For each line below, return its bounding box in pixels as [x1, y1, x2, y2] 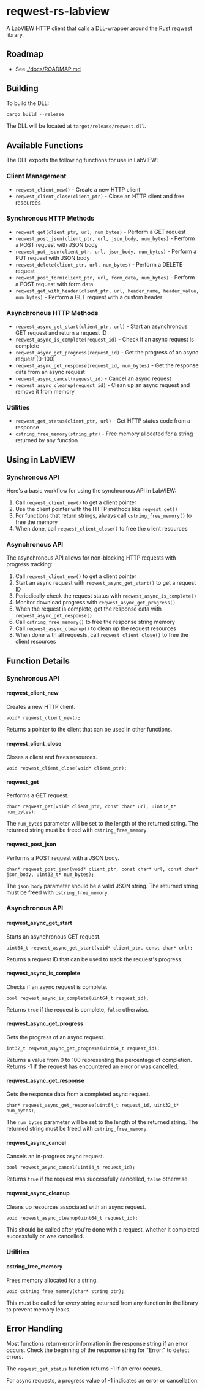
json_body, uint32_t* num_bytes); [6, 871, 95, 878]
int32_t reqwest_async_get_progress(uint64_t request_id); [6, 1045, 160, 1052]
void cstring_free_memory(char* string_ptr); [6, 1288, 124, 1294]
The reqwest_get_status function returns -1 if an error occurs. [6, 1365, 162, 1372]
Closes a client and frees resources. [6, 754, 97, 761]
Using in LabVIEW [6, 455, 76, 465]
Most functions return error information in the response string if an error [6, 1340, 188, 1347]
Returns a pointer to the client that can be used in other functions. [6, 725, 173, 733]
